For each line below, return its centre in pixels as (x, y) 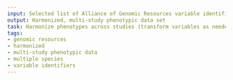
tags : (15, 33)
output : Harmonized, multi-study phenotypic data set (87, 20)
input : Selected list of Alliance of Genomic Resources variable (103, 14)
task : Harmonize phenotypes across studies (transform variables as (108, 26)
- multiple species (35, 59)
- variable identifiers (42, 65)
